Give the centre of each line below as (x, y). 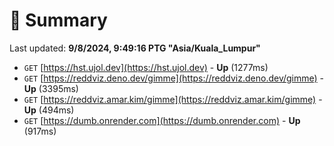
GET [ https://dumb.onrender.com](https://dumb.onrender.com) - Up (162, 120)
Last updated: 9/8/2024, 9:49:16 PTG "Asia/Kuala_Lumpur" (135, 48)
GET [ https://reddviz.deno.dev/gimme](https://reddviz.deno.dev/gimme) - (174, 78)
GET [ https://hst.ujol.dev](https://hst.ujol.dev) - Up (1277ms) (146, 67)
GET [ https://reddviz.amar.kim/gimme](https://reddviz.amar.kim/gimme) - (173, 99)
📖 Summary (58, 20)
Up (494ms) (49, 110)
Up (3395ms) (51, 88)
